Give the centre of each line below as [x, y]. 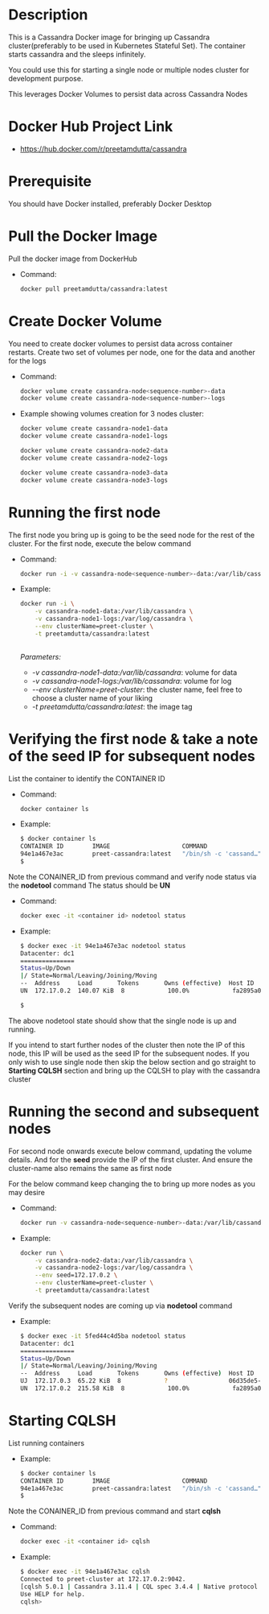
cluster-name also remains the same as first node [90, 1168]
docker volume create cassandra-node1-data [94, 428]
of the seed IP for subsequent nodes [132, 756]
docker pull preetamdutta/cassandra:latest [94, 289]
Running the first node [84, 512]
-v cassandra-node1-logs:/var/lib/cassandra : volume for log [132, 681]
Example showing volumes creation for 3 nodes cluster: [112, 414]
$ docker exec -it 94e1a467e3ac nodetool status [103, 946]
